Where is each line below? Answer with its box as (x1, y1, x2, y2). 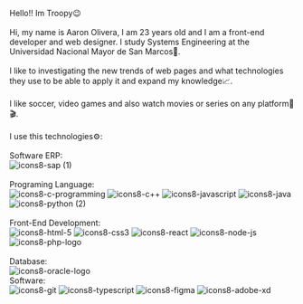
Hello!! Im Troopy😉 (9, 8, 81, 18)
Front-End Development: (9, 217, 101, 228)
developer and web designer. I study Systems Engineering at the (9, 36, 251, 47)
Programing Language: (9, 179, 95, 189)
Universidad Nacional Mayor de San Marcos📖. (9, 46, 181, 57)
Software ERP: (9, 150, 63, 161)
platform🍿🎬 (257, 99, 295, 109)
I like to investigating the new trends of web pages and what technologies (9, 65, 284, 76)
